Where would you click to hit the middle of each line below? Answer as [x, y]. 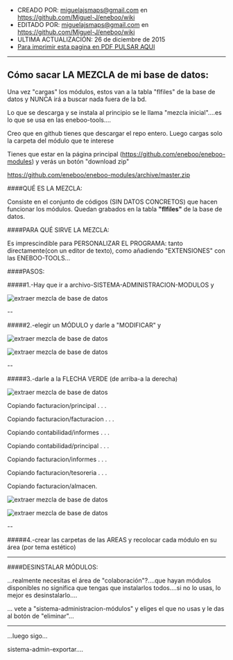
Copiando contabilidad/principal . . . [58, 445]
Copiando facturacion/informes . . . [57, 459]
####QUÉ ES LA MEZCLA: [45, 188]
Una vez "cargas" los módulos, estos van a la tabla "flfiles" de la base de [111, 91]
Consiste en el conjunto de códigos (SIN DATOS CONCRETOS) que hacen [112, 202]
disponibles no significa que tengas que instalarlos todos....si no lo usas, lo [114, 587]
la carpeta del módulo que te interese [61, 141]
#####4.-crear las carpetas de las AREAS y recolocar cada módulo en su [112, 539]
